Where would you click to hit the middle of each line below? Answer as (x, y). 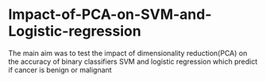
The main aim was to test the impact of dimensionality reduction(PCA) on (128, 53)
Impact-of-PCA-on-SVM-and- (110, 15)
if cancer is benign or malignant (60, 69)
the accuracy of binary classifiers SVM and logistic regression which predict (133, 61)
